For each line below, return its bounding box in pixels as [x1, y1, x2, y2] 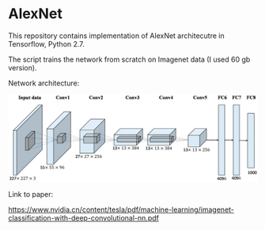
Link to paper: [8, 189, 54, 198]
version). [8, 62, 37, 72]
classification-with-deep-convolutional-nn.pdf [8, 213, 160, 222]
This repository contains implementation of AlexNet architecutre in [8, 31, 225, 40]
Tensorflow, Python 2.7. [8, 39, 85, 48]
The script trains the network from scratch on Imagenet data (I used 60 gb [8, 55, 251, 64]
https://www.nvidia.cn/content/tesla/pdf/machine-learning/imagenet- [8, 205, 235, 214]
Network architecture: [8, 78, 80, 88]
